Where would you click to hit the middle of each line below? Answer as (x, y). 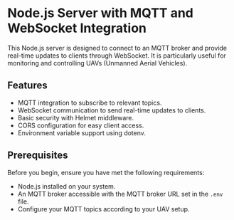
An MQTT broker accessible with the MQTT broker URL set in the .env (120, 194)
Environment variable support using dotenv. (81, 132)
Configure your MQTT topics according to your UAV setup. (103, 209)
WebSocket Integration (77, 28)
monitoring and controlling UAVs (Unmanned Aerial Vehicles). (97, 63)
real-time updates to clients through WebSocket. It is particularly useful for (117, 56)
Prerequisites (38, 156)
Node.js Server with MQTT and (101, 13)
